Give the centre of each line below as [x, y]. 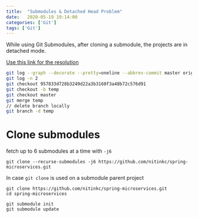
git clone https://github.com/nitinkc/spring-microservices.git [87, 189]
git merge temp [25, 100]
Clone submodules [53, 135]
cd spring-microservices [37, 194]
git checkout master [32, 95]
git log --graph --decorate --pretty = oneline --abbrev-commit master [93, 73]
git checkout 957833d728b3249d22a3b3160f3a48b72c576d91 [76, 84]
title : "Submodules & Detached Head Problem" [64, 11]
